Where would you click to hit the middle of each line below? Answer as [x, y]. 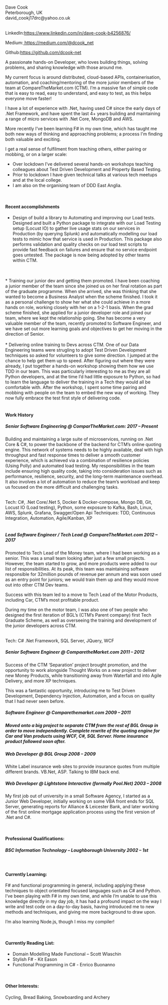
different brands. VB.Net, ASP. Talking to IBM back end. [63, 772]
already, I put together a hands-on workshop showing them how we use [79, 366]
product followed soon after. [36, 741]
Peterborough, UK [24, 13]
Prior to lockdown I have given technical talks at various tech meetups [85, 175]
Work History [19, 415]
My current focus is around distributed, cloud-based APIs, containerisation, [83, 77]
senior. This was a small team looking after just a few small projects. [75, 558]
